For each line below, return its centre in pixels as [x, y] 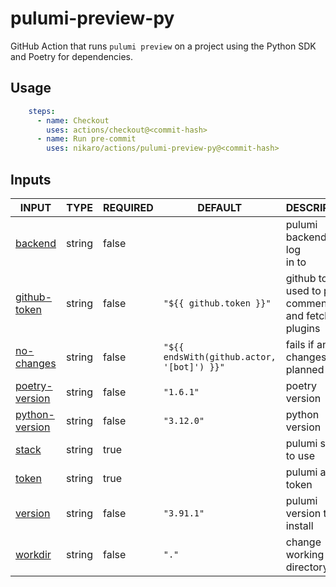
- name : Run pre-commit [86, 139]
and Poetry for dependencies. [72, 56]
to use [300, 455]
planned [305, 369]
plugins [303, 328]
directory [307, 567]
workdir [33, 554]
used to [303, 290]
